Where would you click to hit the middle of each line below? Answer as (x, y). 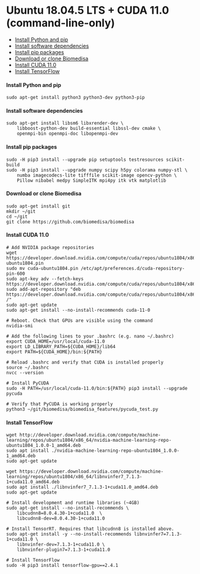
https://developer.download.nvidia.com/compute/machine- (91, 471)
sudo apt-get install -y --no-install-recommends (69, 534)
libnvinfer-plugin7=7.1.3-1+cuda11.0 (64, 550)
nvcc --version (25, 373)
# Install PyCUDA (28, 383)
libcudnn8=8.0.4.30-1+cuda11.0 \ (60, 513)
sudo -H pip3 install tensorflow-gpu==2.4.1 (62, 566)
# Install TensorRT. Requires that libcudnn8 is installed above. (90, 529)
